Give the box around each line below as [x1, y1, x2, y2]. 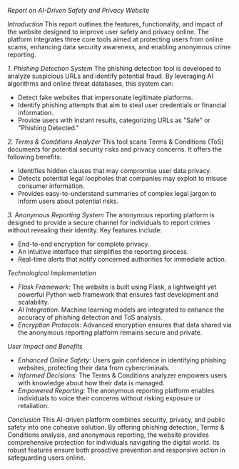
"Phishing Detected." [17, 124, 80, 132]
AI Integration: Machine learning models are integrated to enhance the [17, 305, 225, 314]
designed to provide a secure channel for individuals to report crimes [7, 218, 210, 227]
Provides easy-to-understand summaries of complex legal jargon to [17, 189, 217, 197]
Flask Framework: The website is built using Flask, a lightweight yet [17, 282, 217, 291]
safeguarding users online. [7, 453, 86, 462]
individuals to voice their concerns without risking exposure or [17, 394, 201, 403]
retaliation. [17, 402, 49, 410]
